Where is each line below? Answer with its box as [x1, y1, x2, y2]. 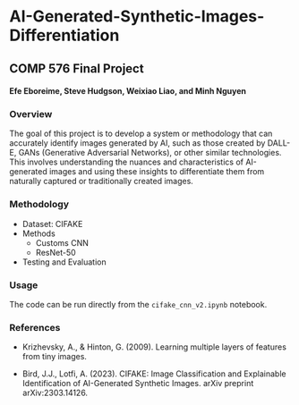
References [9, 321, 61, 333]
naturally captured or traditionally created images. [9, 176, 194, 187]
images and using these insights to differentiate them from [48, 166, 265, 177]
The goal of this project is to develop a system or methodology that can [9, 128, 273, 139]
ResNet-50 [35, 247, 76, 257]
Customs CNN [35, 237, 90, 248]
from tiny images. [21, 351, 88, 362]
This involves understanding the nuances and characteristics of [9, 156, 244, 167]
